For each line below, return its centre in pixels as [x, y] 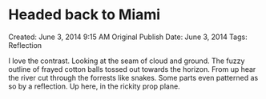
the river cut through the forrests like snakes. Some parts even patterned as [133, 77]
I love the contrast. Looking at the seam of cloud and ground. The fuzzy [127, 61]
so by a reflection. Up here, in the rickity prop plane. [94, 86]
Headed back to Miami [85, 15]
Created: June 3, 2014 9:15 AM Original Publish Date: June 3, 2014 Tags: [128, 37]
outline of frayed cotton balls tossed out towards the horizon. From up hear [132, 69]
